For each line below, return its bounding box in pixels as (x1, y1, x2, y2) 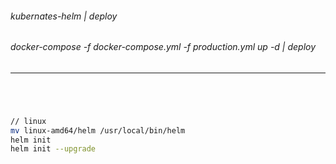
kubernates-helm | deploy (10, 10, 118, 22)
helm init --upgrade (10, 144, 97, 154)
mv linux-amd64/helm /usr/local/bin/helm (10, 125, 186, 136)
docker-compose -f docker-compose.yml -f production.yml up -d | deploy (10, 41, 317, 53)
